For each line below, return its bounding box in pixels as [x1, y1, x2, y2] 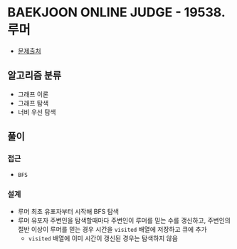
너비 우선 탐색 [17, 108, 56, 116]
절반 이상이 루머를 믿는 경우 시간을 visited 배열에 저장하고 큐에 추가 [17, 225, 208, 233]
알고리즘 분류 [7, 69, 62, 82]
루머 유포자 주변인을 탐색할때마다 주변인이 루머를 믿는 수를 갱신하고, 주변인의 [17, 215, 231, 225]
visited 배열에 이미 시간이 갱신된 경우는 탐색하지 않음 [28, 233, 178, 243]
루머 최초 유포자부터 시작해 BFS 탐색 [17, 207, 120, 215]
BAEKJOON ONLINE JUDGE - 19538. [7, 4, 226, 21]
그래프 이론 [17, 90, 49, 98]
